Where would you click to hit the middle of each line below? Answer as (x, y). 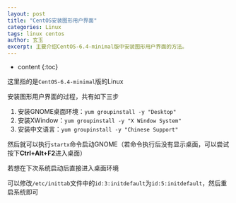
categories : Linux (34, 27)
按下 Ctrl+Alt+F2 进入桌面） (47, 153)
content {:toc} (38, 67)
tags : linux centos (36, 34)
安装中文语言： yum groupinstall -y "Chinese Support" (98, 129)
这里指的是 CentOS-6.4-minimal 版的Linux (65, 81)
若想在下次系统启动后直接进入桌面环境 (63, 168)
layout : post (26, 14)
